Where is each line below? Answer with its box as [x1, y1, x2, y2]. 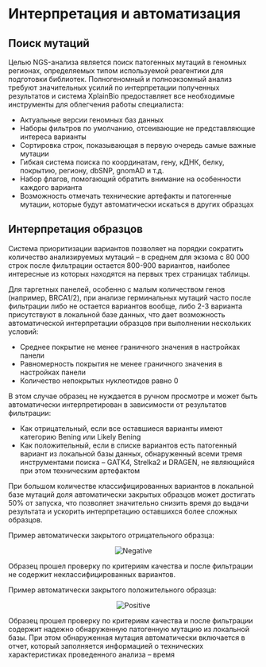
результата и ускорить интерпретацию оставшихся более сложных [8, 506, 238, 516]
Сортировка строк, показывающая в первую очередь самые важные [19, 141, 256, 149]
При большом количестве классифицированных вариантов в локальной [8, 481, 254, 491]
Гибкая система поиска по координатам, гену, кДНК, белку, [19, 157, 225, 167]
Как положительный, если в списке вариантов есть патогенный [19, 440, 237, 450]
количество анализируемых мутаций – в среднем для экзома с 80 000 [8, 252, 250, 262]
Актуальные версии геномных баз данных [19, 115, 164, 124]
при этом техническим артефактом [19, 466, 141, 475]
